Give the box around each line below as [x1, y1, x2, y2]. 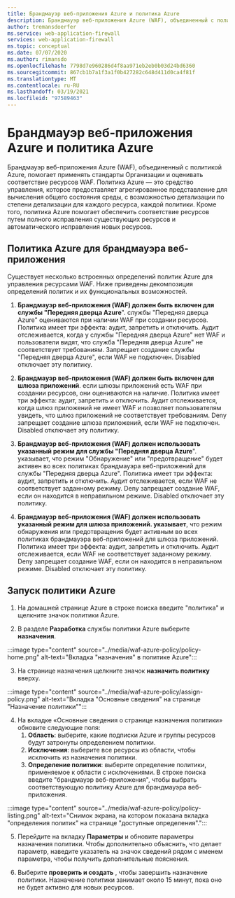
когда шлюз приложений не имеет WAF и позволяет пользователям [17, 403, 222, 412]
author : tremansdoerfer [7, 23, 77, 30]
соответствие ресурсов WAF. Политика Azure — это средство [7, 178, 194, 186]
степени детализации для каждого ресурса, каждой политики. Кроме [7, 200, 217, 209]
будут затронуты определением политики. [27, 738, 156, 746]
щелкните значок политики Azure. [17, 610, 120, 619]
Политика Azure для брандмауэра [7, 243, 166, 255]
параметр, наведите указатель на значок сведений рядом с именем [17, 847, 224, 855]
